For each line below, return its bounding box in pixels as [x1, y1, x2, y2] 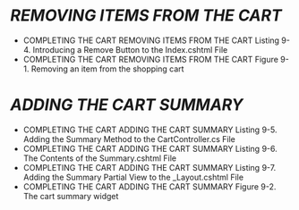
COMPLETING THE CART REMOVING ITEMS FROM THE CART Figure [22, 54, 278, 64]
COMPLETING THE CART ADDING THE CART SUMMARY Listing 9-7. [22, 162, 277, 172]
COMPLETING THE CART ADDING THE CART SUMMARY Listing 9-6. [22, 143, 278, 154]
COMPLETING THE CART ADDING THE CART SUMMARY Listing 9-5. [22, 124, 278, 135]
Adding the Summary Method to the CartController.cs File [22, 133, 235, 144]
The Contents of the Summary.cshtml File [22, 153, 177, 164]
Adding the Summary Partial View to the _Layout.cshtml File [22, 172, 244, 182]
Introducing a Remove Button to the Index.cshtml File [32, 44, 228, 55]
